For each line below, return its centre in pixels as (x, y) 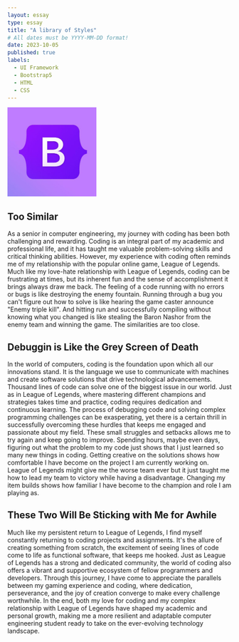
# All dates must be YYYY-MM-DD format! (68, 38)
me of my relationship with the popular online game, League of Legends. (114, 264)
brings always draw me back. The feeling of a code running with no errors (116, 287)
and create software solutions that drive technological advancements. (110, 379)
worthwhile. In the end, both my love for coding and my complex (102, 600)
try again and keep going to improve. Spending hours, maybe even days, (114, 440)
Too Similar (33, 216)
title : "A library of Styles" (52, 30)
